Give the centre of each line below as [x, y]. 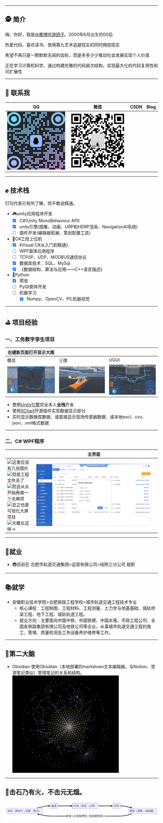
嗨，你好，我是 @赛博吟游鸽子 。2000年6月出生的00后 [59, 34]
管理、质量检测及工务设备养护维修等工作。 [70, 632]
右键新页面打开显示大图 [31, 352]
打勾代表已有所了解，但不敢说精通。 [41, 203]
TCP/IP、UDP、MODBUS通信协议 [53, 257]
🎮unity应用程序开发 [32, 213]
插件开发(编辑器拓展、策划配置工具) [55, 233]
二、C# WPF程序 [25, 441]
